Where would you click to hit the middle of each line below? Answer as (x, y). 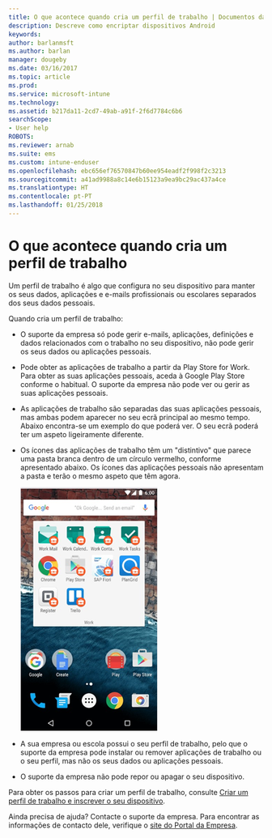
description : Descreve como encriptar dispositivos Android (112, 26)
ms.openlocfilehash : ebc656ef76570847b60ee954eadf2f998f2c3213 (117, 171)
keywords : (25, 34)
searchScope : (30, 120)
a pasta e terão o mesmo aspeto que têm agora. (100, 476)
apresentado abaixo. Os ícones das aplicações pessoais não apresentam (142, 467)
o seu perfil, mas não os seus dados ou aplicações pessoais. (121, 760)
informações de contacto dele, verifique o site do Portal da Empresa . (123, 825)
